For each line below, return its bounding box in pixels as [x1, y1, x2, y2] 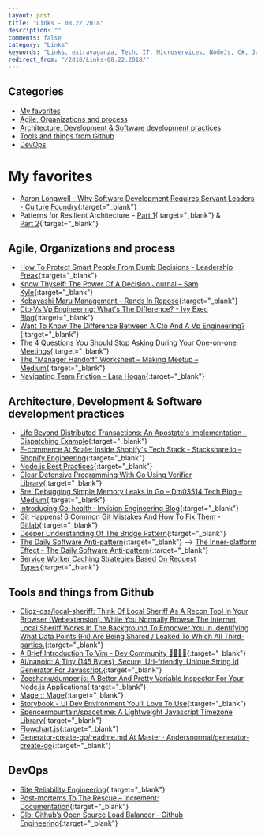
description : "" [8, 26, 62, 34]
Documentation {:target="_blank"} [19, 801, 129, 811]
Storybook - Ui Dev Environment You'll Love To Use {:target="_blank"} [19, 699, 247, 709]
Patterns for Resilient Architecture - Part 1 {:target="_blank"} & [19, 210, 221, 220]
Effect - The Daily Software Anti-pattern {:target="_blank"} [19, 546, 209, 555]
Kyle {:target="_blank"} [19, 288, 93, 297]
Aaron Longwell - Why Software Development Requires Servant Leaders [19, 193, 255, 202]
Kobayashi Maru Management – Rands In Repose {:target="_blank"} [19, 296, 238, 305]
